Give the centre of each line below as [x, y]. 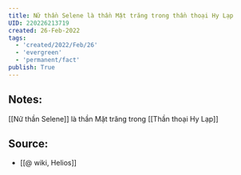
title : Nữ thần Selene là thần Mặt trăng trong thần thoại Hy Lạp [121, 16]
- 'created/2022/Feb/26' [57, 45]
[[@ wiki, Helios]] [48, 163]
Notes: [25, 100]
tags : [17, 38]
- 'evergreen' [39, 52]
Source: [28, 144]
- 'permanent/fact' [48, 60]
